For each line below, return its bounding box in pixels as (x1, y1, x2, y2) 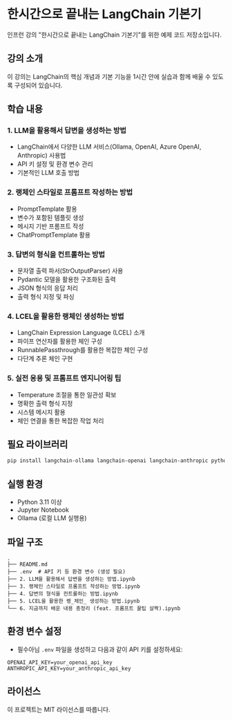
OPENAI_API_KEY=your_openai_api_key (7, 658, 113, 666)
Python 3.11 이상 (17, 498, 62, 506)
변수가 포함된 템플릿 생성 (17, 213, 84, 221)
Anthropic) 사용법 (17, 151, 66, 160)
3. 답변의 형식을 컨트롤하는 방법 (7, 250, 106, 259)
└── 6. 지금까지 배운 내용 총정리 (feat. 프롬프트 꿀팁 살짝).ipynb (7, 604, 181, 612)
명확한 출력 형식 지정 (17, 399, 73, 407)
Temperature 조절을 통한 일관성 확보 (17, 390, 117, 398)
